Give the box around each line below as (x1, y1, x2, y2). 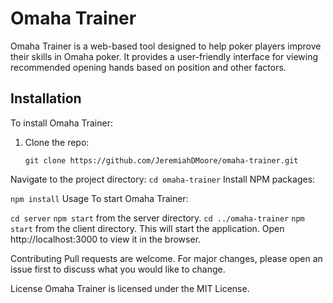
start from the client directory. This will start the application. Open (10, 222, 285, 234)
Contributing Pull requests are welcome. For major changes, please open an (10, 252, 323, 264)
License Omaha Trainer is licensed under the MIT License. (10, 282, 250, 294)
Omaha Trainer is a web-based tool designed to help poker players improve (10, 40, 322, 52)
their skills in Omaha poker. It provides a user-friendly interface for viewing (10, 50, 319, 62)
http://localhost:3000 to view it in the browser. (10, 233, 202, 245)
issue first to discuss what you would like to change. (10, 263, 226, 275)
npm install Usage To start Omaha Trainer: (10, 192, 189, 204)
